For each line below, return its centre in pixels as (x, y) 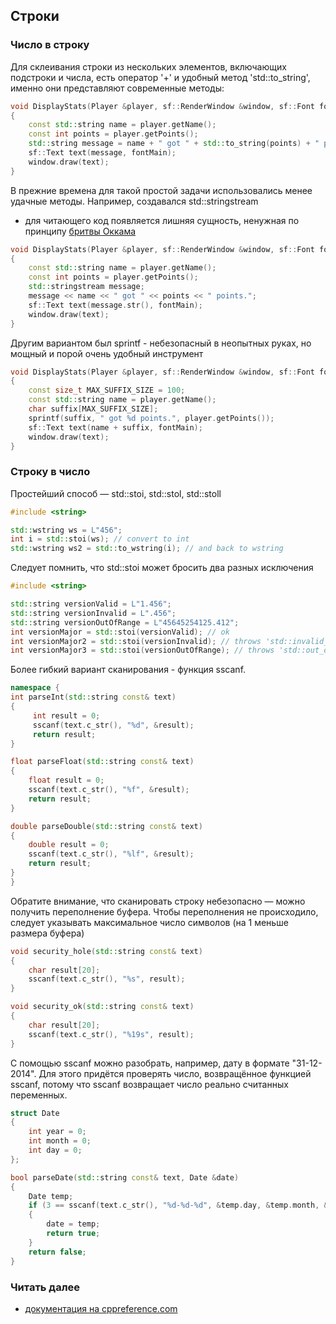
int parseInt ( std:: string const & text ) (93, 697)
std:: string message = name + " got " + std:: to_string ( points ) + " (174, 144)
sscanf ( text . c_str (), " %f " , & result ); (109, 790)
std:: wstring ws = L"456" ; (66, 530)
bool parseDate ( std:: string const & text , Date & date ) (125, 1177)
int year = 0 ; (57, 1132)
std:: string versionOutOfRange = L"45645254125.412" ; (125, 622)
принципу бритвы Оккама (80, 231)
